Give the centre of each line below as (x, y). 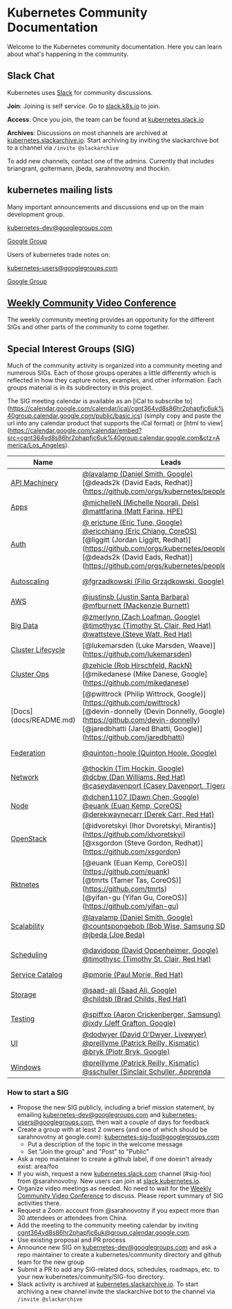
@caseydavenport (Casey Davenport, (143, 786)
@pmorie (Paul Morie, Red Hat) (133, 975)
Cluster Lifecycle (38, 650)
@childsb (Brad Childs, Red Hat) (134, 999)
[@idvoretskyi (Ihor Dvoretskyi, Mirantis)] (149, 826)
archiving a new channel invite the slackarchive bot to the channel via (116, 1292)
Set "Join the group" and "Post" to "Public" (88, 1152)
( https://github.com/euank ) (126, 872)
